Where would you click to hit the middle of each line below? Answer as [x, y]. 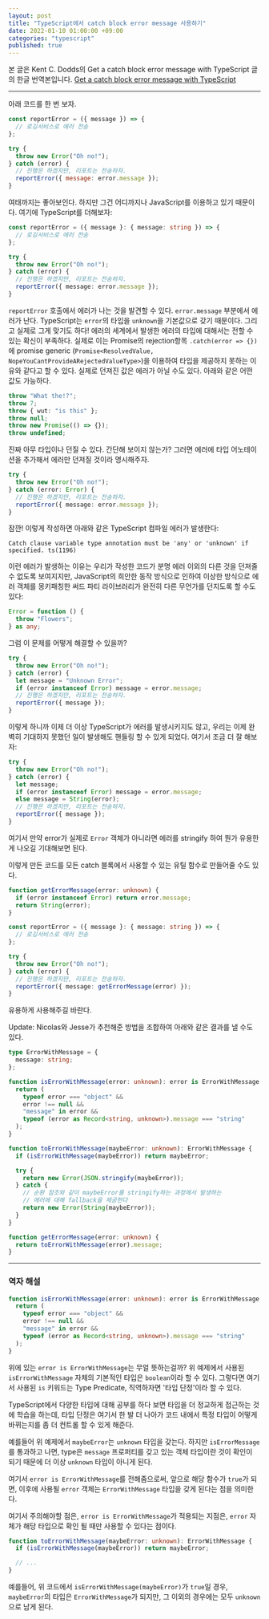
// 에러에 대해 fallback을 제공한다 [75, 1200]
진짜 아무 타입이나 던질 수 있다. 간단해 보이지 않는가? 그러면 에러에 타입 [119, 449]
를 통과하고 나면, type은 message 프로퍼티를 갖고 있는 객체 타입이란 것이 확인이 [130, 1451]
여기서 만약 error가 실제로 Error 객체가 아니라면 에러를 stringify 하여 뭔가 [123, 838]
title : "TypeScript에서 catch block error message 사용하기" [107, 23]
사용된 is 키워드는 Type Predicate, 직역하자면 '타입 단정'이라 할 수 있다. [129, 1387]
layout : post [30, 16]
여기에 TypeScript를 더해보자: [66, 212]
